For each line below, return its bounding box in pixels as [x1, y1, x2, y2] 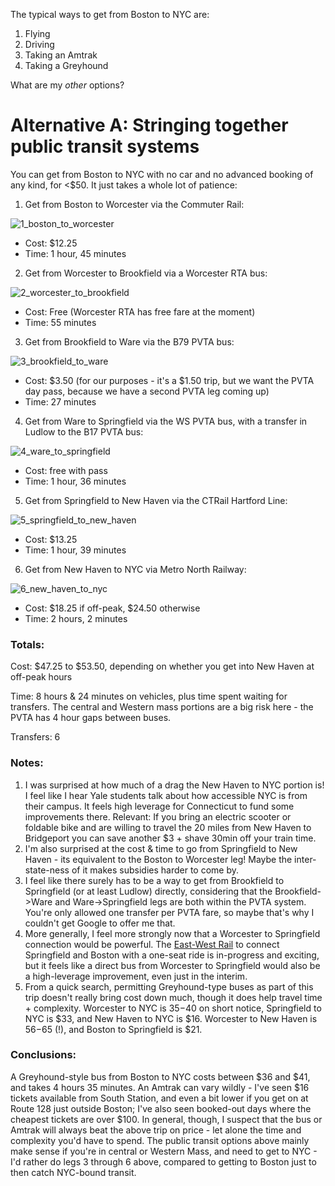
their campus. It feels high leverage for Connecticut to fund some [24, 800, 295, 812]
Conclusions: [10, 1048, 77, 1062]
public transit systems [10, 135, 200, 158]
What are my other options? [10, 79, 125, 91]
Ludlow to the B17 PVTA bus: [24, 425, 144, 438]
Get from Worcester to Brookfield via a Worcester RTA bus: [24, 267, 268, 279]
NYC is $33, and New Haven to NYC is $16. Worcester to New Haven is [24, 1012, 318, 1024]
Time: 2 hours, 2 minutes [24, 612, 128, 624]
